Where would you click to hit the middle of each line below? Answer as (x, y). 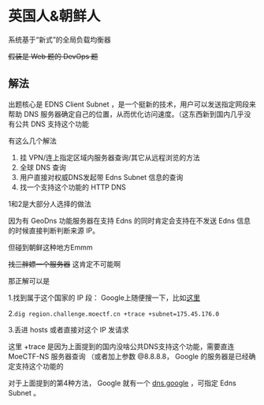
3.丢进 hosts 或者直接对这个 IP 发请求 (69, 329)
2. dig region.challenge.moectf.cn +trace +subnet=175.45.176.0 (113, 313)
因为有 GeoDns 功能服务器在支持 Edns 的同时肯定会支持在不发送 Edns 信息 (129, 220)
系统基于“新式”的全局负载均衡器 (60, 39)
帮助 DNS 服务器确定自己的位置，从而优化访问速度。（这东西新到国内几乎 (126, 114)
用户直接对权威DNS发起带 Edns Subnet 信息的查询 (101, 177)
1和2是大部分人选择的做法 (50, 204)
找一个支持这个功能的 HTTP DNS (73, 187)
